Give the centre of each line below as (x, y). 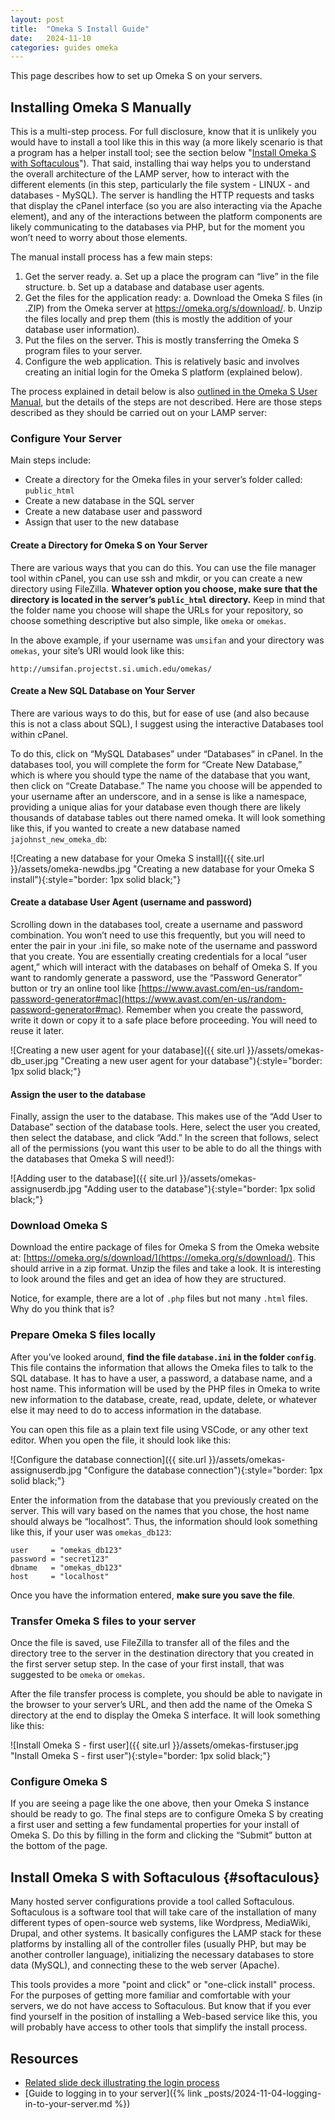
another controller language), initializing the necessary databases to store (162, 1955)
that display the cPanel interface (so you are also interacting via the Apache (166, 206)
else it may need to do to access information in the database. (136, 1410)
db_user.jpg (34, 1060)
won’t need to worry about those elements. (99, 238)
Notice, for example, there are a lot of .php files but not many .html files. (159, 1298)
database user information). (82, 330)
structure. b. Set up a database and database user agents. (144, 287)
